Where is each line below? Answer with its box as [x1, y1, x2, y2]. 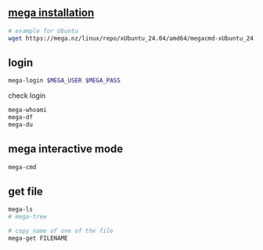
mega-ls [8, 205, 34, 214]
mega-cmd [8, 163, 37, 171]
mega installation [8, 6, 95, 20]
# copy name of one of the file [8, 227, 113, 235]
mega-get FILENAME [8, 234, 68, 242]
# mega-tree [8, 213, 47, 221]
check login [8, 91, 46, 100]
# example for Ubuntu [8, 27, 79, 34]
